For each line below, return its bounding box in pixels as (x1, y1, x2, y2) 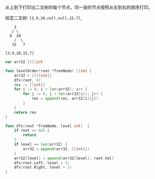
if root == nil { (14, 128, 50, 133)
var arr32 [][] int (5, 60, 43, 64)
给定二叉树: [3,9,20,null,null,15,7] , (5, 15, 82, 21)
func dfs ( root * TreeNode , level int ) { (5, 123, 90, 128)
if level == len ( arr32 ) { (14, 142, 68, 147)
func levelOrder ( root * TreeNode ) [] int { (5, 68, 92, 73)
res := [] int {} (14, 82, 46, 87)
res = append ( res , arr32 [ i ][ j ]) (31, 96, 99, 101)
